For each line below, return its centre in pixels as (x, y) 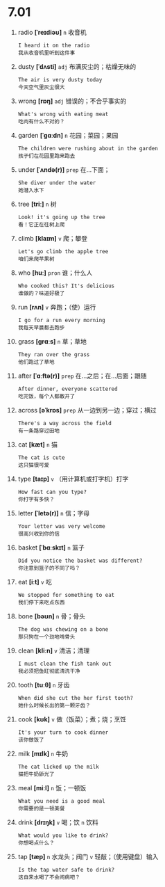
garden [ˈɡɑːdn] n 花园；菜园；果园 (68, 135)
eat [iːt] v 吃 (35, 582)
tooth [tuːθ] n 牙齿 (44, 685)
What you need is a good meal (62, 801)
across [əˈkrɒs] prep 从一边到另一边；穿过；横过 (87, 410)
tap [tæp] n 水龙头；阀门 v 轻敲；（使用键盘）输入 (88, 856)
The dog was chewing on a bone (63, 629)
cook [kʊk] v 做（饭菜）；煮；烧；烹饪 (72, 719)
